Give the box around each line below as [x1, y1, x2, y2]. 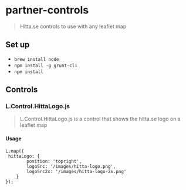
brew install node [13, 56, 59, 62]
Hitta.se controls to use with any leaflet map [19, 23, 127, 30]
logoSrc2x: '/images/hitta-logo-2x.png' [26, 168, 127, 174]
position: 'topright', [26, 158, 82, 164]
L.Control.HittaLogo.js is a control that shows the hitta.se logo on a [19, 115, 181, 123]
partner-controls [5, 4, 89, 17]
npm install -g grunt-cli [13, 63, 77, 68]
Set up [5, 40, 30, 50]
